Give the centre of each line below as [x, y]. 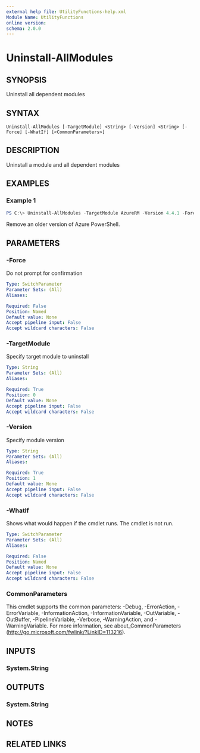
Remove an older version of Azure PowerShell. [63, 224]
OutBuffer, [19, 620]
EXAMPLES [28, 184]
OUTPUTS [25, 688]
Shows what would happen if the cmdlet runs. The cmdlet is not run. [90, 524]
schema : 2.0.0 [24, 28]
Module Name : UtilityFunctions [45, 17]
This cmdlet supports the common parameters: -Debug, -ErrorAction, [91, 607]
